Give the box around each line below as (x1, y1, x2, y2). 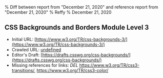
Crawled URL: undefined (11, 46, 61, 53)
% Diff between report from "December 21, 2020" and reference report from (4, 4, 159, 10)
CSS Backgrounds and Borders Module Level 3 (4, 23, 149, 32)
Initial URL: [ (11, 36, 36, 42)
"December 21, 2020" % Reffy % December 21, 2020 (4, 9, 112, 15)
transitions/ (11, 67, 35, 73)
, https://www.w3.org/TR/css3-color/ (34, 67, 108, 73)
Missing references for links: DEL (11, 62, 79, 68)
